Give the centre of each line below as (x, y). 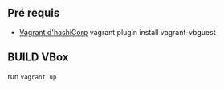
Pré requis (34, 13)
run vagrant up (32, 76)
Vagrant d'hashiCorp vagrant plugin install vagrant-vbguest (117, 32)
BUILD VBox (38, 58)
